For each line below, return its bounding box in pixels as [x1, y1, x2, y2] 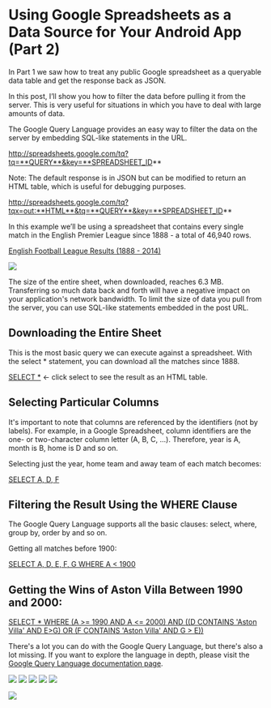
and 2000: [8, 595, 63, 609]
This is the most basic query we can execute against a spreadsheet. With [8, 347, 252, 358]
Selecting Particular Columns [8, 396, 159, 410]
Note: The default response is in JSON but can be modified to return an [8, 173, 247, 182]
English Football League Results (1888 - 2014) [8, 246, 162, 255]
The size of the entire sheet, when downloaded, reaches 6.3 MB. [8, 277, 224, 286]
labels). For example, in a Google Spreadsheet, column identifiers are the [8, 426, 252, 436]
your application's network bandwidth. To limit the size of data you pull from [8, 294, 262, 303]
